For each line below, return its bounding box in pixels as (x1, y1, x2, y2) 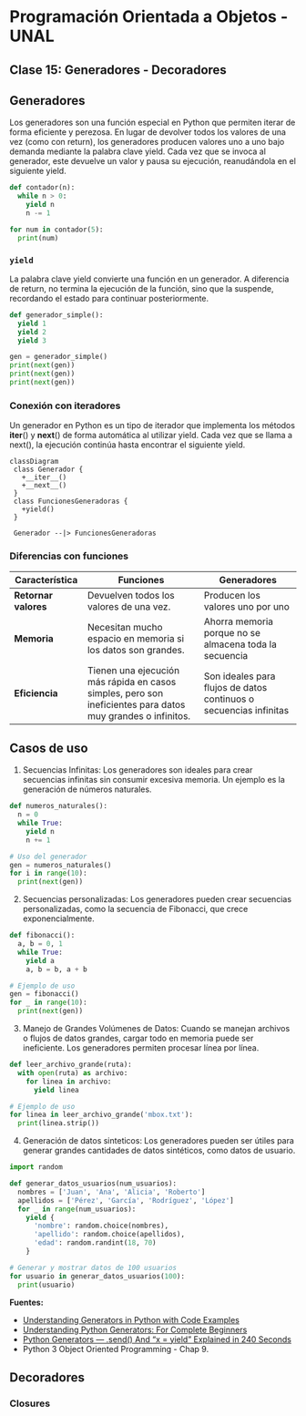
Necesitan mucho (87, 621, 163, 633)
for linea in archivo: (25, 1077, 112, 1086)
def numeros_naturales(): (9, 802, 107, 811)
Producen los (203, 589, 261, 601)
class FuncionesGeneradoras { (13, 497, 128, 507)
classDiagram (9, 457, 59, 467)
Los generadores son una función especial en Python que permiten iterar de (9, 117, 296, 128)
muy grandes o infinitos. (87, 709, 191, 722)
